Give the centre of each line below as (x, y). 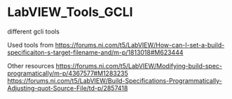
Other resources (31, 66)
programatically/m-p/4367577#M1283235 (68, 73)
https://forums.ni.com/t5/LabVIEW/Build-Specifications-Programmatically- (115, 80)
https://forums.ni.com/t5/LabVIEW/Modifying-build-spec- (139, 66)
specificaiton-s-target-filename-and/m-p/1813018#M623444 (95, 52)
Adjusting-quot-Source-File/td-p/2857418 (68, 88)
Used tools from (30, 45)
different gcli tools (33, 31)
